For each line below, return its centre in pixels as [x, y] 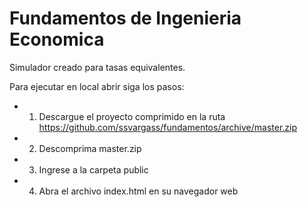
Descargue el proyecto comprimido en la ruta [132, 116]
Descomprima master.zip [90, 148]
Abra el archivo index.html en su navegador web [138, 191]
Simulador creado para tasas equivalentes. [97, 67]
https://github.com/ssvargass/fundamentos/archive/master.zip [168, 127]
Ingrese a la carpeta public [93, 169]
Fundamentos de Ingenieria [125, 18]
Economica [57, 39]
